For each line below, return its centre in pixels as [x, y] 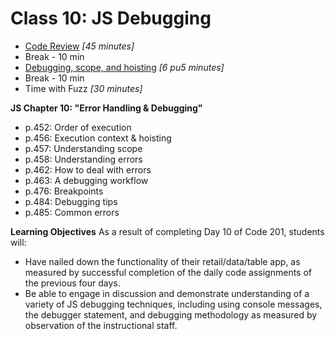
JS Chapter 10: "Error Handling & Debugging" [106, 108]
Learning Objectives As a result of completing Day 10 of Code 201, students [167, 231]
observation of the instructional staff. [101, 325]
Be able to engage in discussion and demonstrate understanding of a [167, 293]
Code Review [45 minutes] [79, 46]
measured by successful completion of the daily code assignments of [168, 272]
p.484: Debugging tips [71, 201]
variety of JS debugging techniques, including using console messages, [173, 304]
